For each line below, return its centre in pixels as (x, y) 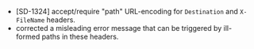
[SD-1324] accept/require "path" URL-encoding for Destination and (127, 11)
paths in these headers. (80, 36)
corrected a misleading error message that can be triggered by (119, 28)
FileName (30, 21)
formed (28, 36)
